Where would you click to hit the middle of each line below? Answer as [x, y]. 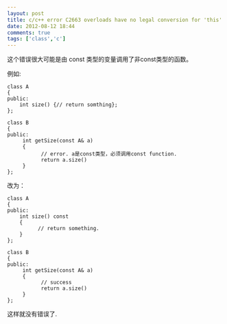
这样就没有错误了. [32, 314]
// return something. [68, 229]
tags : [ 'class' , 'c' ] [37, 39]
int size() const [44, 216]
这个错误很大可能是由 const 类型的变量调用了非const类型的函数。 [100, 60]
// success [56, 283]
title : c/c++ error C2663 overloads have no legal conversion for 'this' [115, 20]
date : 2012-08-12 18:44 [41, 26]
